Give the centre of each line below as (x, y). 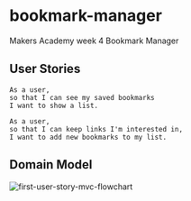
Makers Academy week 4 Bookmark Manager (94, 41)
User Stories (45, 69)
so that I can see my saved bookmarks (82, 97)
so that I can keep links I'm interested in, (96, 129)
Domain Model (51, 164)
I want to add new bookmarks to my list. (88, 137)
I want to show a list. (54, 105)
